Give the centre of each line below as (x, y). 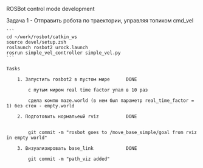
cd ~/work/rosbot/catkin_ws (42, 37)
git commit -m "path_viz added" (69, 159)
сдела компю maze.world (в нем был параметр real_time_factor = (111, 101)
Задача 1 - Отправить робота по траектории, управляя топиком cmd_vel (100, 20)
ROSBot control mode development (50, 9)
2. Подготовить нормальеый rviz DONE (77, 116)
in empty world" (27, 138)
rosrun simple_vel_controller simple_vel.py (64, 53)
